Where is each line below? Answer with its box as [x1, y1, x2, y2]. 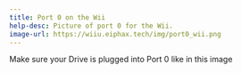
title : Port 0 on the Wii [9, 12, 105, 22]
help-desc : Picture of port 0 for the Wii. [9, 21, 174, 30]
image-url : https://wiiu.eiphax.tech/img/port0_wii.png [9, 29, 221, 38]
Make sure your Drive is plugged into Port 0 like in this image [9, 54, 233, 65]
